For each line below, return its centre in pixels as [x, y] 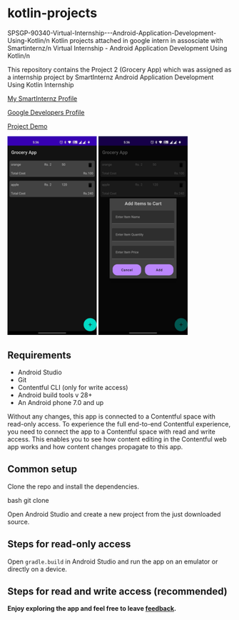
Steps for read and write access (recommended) [117, 591]
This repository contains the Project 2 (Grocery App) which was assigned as [119, 69]
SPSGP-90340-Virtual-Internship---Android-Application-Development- [112, 33]
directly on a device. [37, 569]
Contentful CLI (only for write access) [73, 387]
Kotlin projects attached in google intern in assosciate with [137, 40]
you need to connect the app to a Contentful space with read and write [111, 431]
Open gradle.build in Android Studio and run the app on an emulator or [113, 561]
